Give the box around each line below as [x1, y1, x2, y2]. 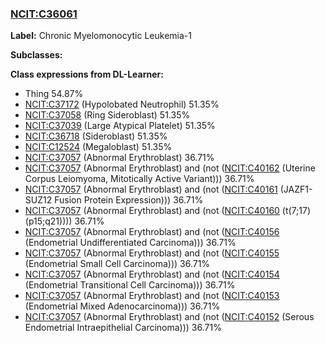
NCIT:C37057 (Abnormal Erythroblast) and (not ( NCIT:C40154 [24, 268, 280, 281]
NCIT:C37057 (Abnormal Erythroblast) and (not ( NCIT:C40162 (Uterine [24, 162, 316, 174]
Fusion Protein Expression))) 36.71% [54, 194, 204, 206]
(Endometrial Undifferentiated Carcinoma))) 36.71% [24, 237, 237, 249]
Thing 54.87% [24, 88, 84, 100]
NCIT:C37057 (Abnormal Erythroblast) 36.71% [24, 152, 215, 164]
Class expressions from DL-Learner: [10, 68, 164, 81]
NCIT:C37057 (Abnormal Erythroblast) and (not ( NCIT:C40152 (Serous [24, 311, 315, 323]
